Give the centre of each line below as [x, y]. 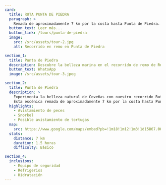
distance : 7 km [29, 138]
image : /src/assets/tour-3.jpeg [43, 74]
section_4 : [16, 157]
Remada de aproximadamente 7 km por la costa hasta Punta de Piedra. [87, 24]
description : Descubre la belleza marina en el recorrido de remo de [82, 65]
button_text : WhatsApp [32, 69]
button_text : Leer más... [36, 28]
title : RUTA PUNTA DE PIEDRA [39, 14]
